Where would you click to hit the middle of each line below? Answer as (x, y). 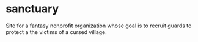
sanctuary (32, 9)
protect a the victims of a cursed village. (57, 32)
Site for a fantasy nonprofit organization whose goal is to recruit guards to (99, 26)
